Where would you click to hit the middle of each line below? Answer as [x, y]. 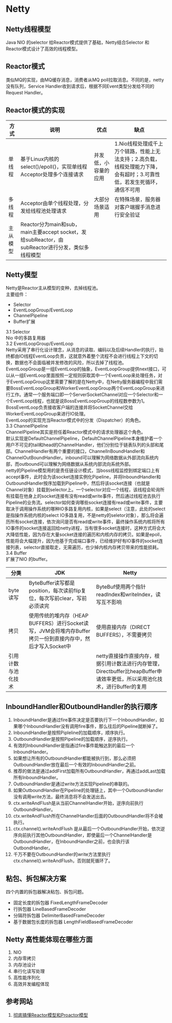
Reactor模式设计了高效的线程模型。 [43, 49]
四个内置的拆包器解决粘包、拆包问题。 [46, 892]
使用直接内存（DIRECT [123, 627]
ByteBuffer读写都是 [52, 583]
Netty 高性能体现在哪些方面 [49, 940]
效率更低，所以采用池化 [129, 679]
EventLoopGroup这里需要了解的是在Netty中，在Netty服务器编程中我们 [84, 382]
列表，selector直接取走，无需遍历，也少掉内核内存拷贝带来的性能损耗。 [86, 547]
